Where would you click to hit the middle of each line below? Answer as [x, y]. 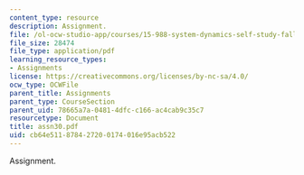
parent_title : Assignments [60, 93]
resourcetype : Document [54, 118]
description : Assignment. [58, 26]
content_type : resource [54, 18]
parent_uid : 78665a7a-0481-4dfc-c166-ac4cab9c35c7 [107, 110]
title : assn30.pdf [44, 127]
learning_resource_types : [58, 60]
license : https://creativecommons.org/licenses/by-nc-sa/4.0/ [129, 77]
